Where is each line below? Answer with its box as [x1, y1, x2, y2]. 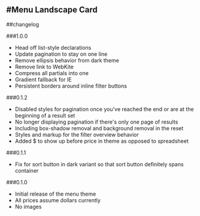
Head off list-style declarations [14, 44, 92, 51]
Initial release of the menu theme [14, 190, 96, 197]
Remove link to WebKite [14, 63, 74, 70]
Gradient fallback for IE [14, 76, 72, 83]
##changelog [6, 20, 40, 28]
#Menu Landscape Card [6, 5, 98, 15]
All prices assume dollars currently [14, 196, 101, 203]
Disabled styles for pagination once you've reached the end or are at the [14, 105, 194, 113]
